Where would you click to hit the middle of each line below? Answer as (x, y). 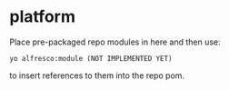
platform (42, 17)
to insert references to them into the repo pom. (97, 75)
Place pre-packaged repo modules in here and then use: (115, 42)
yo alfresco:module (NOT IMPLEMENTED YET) (91, 58)
